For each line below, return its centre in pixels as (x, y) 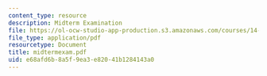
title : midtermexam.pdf (48, 52)
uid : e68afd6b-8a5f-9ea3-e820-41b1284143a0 (81, 60)
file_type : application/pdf (55, 38)
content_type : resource (48, 15)
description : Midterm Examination (66, 23)
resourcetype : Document (48, 45)
